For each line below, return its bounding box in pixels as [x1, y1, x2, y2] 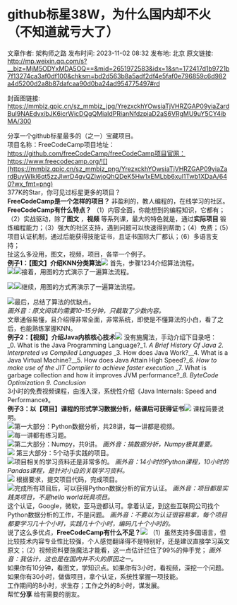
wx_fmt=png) [13, 180, 54, 188]
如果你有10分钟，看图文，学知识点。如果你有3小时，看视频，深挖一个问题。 [7, 563, 228, 572]
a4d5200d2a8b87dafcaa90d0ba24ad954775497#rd [7, 79, 160, 88]
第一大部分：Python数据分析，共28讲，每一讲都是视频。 [14, 422, 178, 430]
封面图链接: [7, 93, 41, 102]
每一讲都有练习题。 [14, 430, 71, 439]
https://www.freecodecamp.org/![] [7, 157, 108, 165]
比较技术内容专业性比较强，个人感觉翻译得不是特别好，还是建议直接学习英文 [7, 536, 230, 545]
